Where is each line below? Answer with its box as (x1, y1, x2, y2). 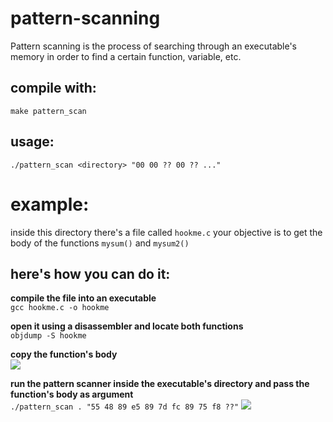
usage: (10, 133, 55, 151)
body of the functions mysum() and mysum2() (10, 237, 190, 249)
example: (10, 193, 90, 216)
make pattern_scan (10, 106, 87, 116)
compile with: (10, 80, 97, 97)
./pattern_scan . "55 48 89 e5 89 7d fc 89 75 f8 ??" (10, 402, 240, 412)
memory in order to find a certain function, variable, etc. (10, 50, 242, 62)
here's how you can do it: (10, 265, 171, 282)
